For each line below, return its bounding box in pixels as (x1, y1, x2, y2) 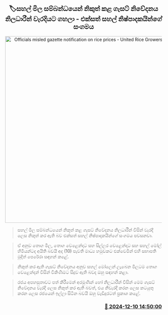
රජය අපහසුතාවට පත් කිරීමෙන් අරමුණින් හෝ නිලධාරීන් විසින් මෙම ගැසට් (17, 279, 155, 285)
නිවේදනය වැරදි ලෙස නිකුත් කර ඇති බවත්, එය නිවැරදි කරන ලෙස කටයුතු (17, 285, 154, 291)
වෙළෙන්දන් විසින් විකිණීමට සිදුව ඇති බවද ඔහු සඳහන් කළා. (17, 269, 129, 275)
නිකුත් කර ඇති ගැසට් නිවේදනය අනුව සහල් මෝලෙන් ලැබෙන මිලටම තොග (17, 263, 158, 269)
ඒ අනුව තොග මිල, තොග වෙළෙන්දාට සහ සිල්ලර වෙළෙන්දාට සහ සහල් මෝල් (17, 242, 162, 248)
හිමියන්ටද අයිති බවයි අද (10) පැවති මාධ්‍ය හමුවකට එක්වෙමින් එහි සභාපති (17, 248, 157, 254)
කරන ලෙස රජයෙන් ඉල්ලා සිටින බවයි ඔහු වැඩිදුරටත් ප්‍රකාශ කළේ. (17, 290, 141, 296)
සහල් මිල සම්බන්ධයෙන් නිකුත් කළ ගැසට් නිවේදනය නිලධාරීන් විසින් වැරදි (17, 226, 154, 233)
